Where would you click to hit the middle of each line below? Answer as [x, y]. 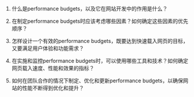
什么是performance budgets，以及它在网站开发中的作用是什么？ [90, 9]
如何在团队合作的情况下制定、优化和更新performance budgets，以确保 [97, 81]
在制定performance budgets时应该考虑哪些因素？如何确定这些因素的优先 [100, 21]
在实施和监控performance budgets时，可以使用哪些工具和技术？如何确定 [100, 61]
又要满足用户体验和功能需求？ [48, 48]
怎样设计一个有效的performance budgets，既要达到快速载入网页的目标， [100, 41]
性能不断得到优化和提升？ [53, 88]
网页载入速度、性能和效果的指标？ [53, 68]
